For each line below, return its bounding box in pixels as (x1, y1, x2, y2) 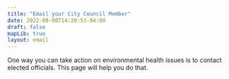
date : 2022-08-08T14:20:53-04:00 (7, 17, 106, 24)
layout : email (7, 37, 49, 44)
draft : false (7, 23, 46, 30)
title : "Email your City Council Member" (7, 10, 131, 18)
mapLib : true (7, 30, 46, 37)
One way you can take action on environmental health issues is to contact (7, 56, 223, 64)
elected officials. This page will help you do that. (7, 63, 148, 72)
